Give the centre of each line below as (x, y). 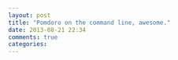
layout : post (30, 15)
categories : (28, 44)
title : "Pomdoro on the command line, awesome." (89, 23)
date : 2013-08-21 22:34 (47, 30)
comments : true (33, 37)
